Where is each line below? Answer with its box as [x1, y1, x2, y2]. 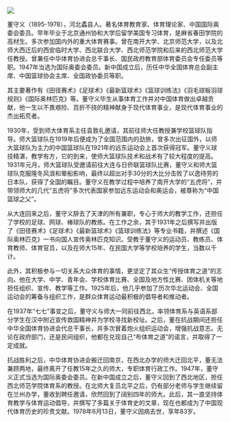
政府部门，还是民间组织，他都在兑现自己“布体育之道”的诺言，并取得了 [18, 333, 217, 340]
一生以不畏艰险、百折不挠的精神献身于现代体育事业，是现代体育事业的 [25, 103, 223, 111]
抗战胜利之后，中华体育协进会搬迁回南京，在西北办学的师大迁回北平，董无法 [7, 356, 223, 364]
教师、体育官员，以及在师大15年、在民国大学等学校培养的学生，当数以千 [12, 244, 217, 251]
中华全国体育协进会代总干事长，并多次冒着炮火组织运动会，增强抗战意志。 [7, 324, 217, 332]
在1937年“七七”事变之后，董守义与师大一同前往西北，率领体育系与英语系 [7, 307, 212, 315]
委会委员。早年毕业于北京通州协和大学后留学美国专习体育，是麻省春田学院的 [7, 29, 223, 37]
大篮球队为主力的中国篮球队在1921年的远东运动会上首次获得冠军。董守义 [7, 144, 212, 151]
